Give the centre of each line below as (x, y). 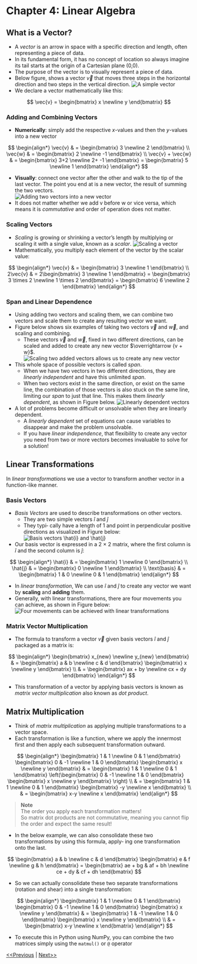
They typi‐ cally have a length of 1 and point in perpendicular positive (107, 525)
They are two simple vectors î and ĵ (66, 519)
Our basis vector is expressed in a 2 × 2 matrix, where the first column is (103, 544)
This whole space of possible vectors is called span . (78, 364)
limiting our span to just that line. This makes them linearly (94, 395)
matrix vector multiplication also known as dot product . (81, 693)
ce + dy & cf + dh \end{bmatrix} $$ (99, 872)
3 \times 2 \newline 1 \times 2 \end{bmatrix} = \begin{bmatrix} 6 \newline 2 (99, 280)
